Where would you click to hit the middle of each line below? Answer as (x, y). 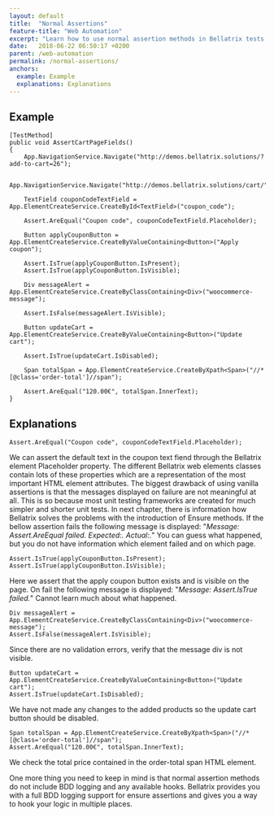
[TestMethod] (31, 136)
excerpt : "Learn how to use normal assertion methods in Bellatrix (126, 39)
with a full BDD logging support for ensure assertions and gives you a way (133, 795)
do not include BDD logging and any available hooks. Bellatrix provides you (135, 787)
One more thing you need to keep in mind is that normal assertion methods (135, 778)
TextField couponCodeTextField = (80, 200)
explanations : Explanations (64, 84)
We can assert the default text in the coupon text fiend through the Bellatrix (135, 458)
